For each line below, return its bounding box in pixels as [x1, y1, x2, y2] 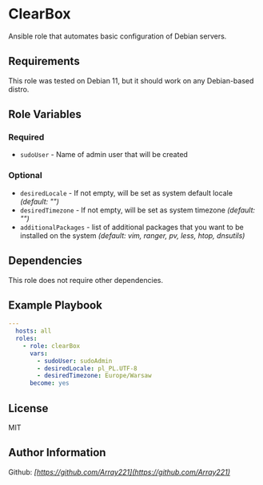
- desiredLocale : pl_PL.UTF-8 [37, 364, 137, 373]
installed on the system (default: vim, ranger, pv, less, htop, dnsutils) [19, 230, 245, 240]
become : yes [29, 379, 70, 387]
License [8, 402, 49, 415]
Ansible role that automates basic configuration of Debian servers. [8, 31, 227, 41]
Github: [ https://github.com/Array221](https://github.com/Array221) [8, 467, 230, 477]
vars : [29, 350, 48, 358]
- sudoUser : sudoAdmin [37, 357, 113, 365]
